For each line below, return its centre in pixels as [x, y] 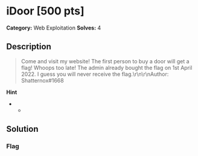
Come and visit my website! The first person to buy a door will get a [105, 61]
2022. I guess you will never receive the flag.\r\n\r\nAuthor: [95, 74]
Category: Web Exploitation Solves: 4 [54, 28]
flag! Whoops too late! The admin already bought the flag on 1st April [107, 67]
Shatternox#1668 [43, 80]
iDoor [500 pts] [45, 11]
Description [29, 47]
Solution [22, 129]
